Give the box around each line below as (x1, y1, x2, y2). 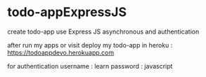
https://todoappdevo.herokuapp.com (7, 48, 115, 57)
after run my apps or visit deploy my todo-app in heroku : (7, 41, 173, 49)
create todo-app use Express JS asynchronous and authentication (7, 27, 200, 36)
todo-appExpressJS (7, 4, 127, 20)
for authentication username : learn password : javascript (7, 62, 173, 70)
